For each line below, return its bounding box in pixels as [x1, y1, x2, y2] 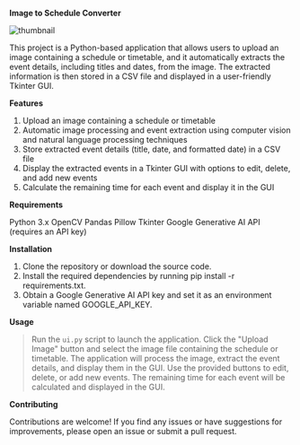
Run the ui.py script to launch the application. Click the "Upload [31, 334, 269, 345]
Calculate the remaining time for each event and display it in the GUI [22, 182, 275, 192]
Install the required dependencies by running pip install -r [22, 271, 235, 281]
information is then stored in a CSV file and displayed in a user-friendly [9, 71, 271, 82]
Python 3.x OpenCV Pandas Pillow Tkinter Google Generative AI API [9, 217, 260, 227]
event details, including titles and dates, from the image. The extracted [9, 62, 271, 72]
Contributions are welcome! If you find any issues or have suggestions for [9, 416, 283, 427]
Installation [9, 244, 52, 254]
